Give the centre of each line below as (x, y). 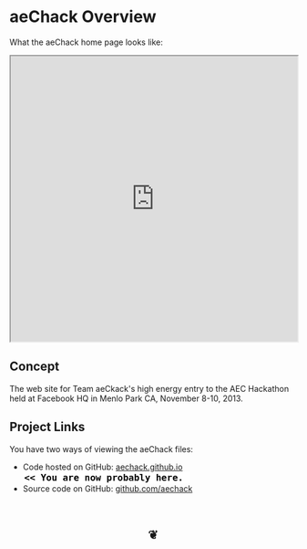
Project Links (47, 427)
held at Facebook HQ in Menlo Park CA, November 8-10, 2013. (126, 398)
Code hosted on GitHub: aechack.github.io (102, 467)
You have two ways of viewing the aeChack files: (102, 449)
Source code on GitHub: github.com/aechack (107, 488)
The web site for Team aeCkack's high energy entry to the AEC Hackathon (149, 388)
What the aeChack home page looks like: (87, 42)
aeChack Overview (83, 17)
